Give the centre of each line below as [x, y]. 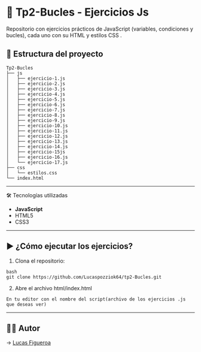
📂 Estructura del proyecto [55, 54]
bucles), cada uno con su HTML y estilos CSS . [64, 35]
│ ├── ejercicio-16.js [37, 157]
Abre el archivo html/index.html [53, 288]
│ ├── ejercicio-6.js [36, 104]
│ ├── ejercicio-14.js [37, 146]
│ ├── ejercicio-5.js [36, 99]
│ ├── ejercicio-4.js [36, 94]
